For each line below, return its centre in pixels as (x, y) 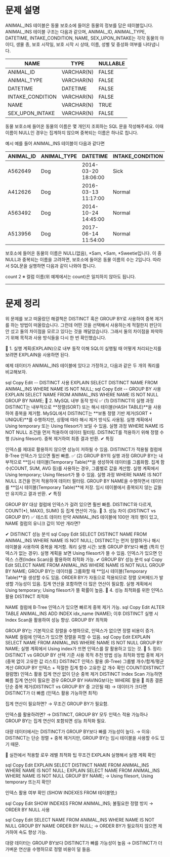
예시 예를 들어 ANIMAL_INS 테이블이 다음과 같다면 (55, 143)
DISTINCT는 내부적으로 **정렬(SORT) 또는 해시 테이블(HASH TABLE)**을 (79, 407)
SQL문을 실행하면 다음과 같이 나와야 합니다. (53, 266)
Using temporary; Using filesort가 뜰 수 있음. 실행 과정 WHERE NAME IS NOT (84, 474)
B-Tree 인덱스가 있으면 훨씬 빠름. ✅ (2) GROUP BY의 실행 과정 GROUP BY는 (81, 456)
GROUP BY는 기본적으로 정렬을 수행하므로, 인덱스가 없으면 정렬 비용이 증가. (80, 630)
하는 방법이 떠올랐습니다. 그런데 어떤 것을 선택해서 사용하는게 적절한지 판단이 (86, 325)
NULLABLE (112, 63)
